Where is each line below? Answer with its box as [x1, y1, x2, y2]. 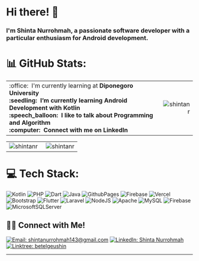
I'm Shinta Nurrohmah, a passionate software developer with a [6, 27, 190, 35]
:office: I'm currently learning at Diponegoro [9, 82, 133, 90]
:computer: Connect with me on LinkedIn [9, 126, 129, 134]
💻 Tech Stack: [6, 167, 79, 181]
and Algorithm [9, 118, 51, 127]
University [9, 89, 40, 97]
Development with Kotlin [9, 104, 81, 112]
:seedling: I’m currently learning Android [9, 96, 127, 105]
